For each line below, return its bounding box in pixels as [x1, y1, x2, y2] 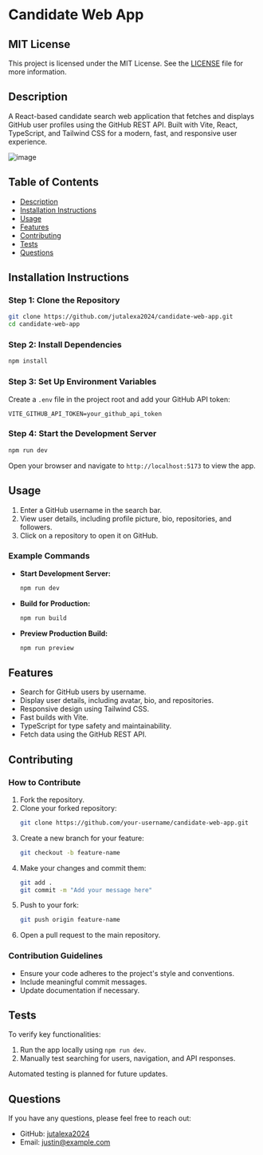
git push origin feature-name [19, 916, 121, 924]
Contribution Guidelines [8, 951, 104, 962]
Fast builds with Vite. [19, 712, 89, 722]
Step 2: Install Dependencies [8, 339, 122, 350]
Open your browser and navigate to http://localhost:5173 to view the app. [8, 461, 257, 470]
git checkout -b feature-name [19, 848, 121, 856]
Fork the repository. [19, 795, 85, 804]
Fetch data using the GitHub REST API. [19, 729, 147, 740]
